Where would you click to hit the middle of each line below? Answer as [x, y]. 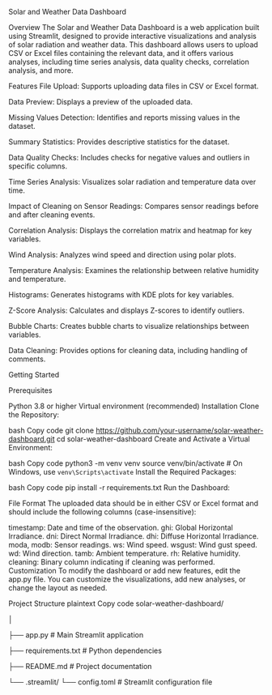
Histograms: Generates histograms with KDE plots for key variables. [121, 294]
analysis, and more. [41, 70]
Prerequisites [30, 390]
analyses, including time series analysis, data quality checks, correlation [129, 62]
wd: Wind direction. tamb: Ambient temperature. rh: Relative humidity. [125, 553]
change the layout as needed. [58, 588]
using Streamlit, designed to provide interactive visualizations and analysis [133, 36]
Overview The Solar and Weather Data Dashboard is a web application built [134, 27]
